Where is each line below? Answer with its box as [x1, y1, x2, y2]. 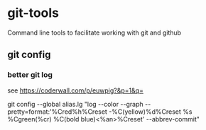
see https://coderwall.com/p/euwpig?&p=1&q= [7, 86, 144, 95]
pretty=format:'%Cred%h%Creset [7, 107, 108, 116]
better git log [7, 70, 53, 80]
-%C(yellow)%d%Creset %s [109, 107, 193, 116]
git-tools [7, 5, 59, 21]
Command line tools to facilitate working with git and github [7, 28, 182, 37]
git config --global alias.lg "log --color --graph [7, 100, 143, 108]
